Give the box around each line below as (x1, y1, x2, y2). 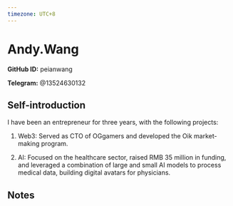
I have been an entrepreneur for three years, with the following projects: (7, 118, 219, 127)
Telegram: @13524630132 (7, 78, 86, 87)
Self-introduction (7, 99, 86, 111)
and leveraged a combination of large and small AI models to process (17, 161, 222, 170)
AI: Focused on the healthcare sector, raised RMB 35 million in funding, (17, 153, 227, 162)
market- (193, 132, 217, 140)
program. (41, 140, 68, 148)
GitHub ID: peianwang (7, 65, 73, 73)
